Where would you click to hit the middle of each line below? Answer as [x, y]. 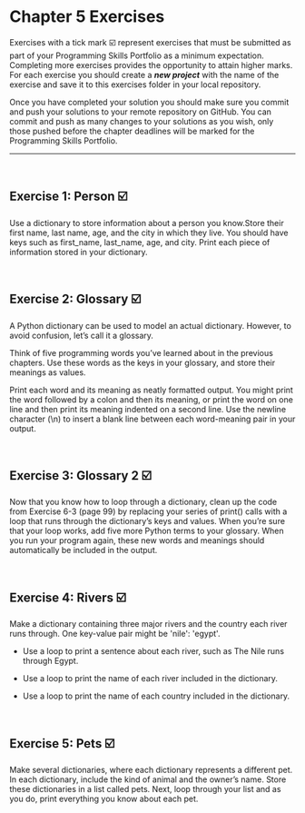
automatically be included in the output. [84, 550]
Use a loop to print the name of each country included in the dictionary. [156, 696]
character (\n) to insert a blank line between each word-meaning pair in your [152, 419]
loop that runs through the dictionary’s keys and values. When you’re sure [148, 521]
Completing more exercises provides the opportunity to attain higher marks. [151, 64]
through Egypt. [50, 661]
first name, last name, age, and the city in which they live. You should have [149, 233]
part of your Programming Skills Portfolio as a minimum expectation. [137, 55]
